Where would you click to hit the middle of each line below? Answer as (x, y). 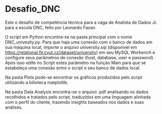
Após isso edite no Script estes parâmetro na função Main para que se (76, 63)
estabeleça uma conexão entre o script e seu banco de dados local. (73, 68)
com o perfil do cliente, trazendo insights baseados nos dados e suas (74, 102)
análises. (14, 107)
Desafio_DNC (33, 9)
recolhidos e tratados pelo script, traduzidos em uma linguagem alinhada (78, 97)
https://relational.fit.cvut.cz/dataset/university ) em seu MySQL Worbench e (80, 52)
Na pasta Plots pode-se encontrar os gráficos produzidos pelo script (74, 77)
